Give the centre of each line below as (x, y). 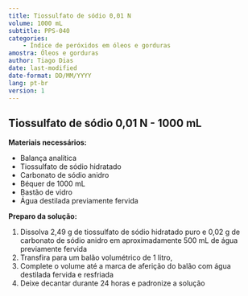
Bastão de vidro (46, 192)
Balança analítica (48, 158)
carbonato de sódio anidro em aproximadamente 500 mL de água (129, 240)
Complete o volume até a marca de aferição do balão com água (125, 266)
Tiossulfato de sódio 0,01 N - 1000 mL (105, 123)
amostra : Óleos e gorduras (54, 53)
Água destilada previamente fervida (79, 201)
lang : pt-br (28, 83)
